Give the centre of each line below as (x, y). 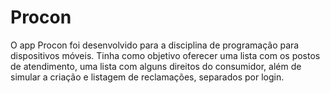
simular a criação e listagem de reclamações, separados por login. (147, 77)
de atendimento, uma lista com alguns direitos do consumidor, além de (156, 66)
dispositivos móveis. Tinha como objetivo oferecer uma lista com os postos (165, 55)
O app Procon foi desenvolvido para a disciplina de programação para (155, 45)
